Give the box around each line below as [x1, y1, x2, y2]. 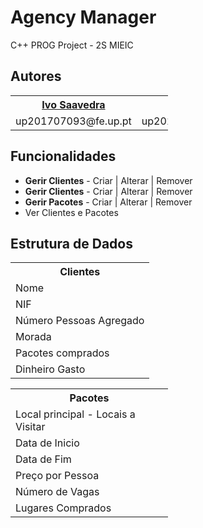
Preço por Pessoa [15, 469, 100, 483]
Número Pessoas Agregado [15, 314, 145, 328]
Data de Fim [15, 452, 72, 466]
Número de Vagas [15, 485, 100, 499]
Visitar [15, 420, 46, 434]
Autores [10, 68, 62, 85]
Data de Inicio [15, 436, 80, 450]
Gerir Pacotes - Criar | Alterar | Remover [24, 196, 193, 208]
